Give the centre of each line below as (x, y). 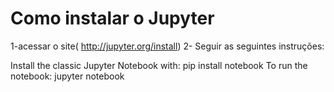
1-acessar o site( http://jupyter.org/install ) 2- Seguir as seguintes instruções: (167, 46)
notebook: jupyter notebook (67, 76)
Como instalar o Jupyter (112, 18)
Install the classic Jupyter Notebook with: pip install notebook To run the (159, 65)
